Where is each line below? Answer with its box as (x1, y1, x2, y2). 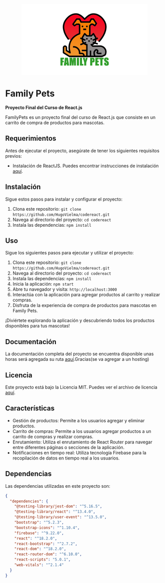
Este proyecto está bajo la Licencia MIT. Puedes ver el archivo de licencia (5, 384, 157, 390)
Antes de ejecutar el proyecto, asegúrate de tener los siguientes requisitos (5, 148, 159, 154)
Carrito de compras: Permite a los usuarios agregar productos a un (12, 428, 151, 434)
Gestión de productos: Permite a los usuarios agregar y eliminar (12, 417, 145, 423)
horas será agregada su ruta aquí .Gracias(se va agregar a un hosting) (5, 356, 149, 362)
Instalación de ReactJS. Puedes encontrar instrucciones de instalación (12, 163, 159, 169)
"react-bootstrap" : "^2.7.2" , (14, 541, 78, 546)
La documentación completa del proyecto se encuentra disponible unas (5, 351, 154, 357)
